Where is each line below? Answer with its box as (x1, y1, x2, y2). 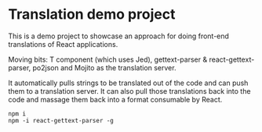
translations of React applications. (8, 39, 118, 48)
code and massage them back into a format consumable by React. (8, 95, 223, 104)
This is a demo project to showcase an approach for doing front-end (8, 31, 230, 41)
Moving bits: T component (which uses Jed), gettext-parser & (8, 55, 208, 64)
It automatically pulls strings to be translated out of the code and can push (8, 78, 249, 87)
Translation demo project (8, 5, 176, 23)
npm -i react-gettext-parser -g (8, 116, 114, 124)
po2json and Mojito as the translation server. (32, 62, 176, 72)
